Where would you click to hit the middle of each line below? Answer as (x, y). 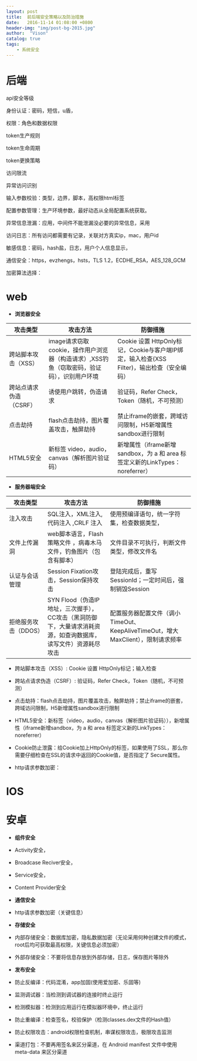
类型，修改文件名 (133, 551)
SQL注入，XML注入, (75, 514)
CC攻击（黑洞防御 (72, 617)
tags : (13, 45)
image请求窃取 (69, 341)
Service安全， (31, 875)
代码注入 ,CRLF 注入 (75, 523)
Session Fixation (70, 571)
